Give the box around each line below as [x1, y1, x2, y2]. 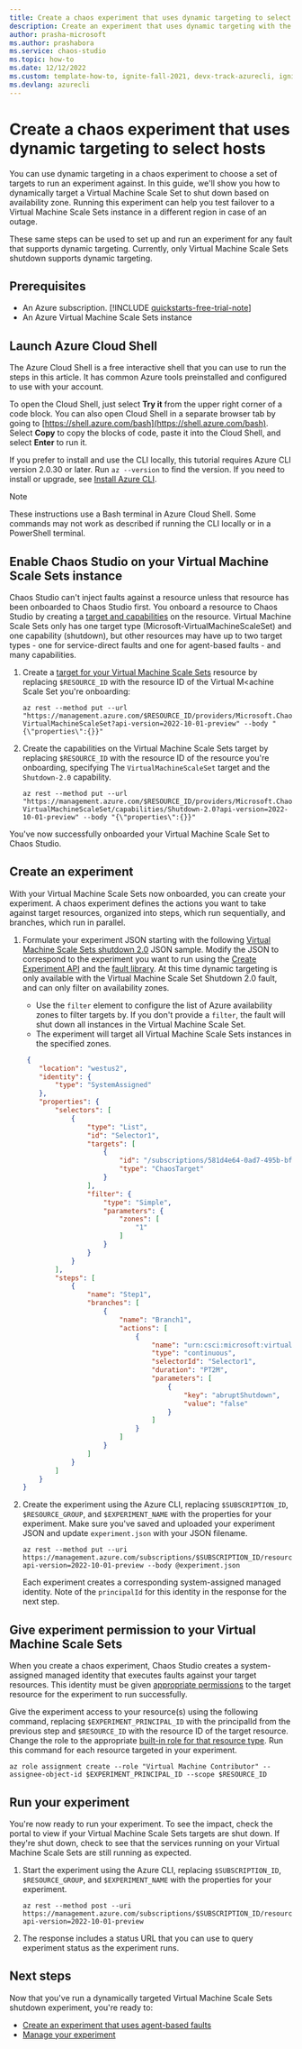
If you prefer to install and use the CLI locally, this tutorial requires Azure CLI [9, 454, 292, 465]
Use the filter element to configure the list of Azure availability [35, 1000, 272, 1011]
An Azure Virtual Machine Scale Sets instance [22, 312, 192, 323]
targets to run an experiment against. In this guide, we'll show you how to [9, 178, 280, 188]
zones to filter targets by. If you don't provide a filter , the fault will [35, 1009, 286, 1020]
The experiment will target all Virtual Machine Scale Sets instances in [35, 1029, 292, 1039]
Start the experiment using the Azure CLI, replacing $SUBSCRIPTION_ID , [22, 1864, 281, 1875]
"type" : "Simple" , [102, 1198, 173, 1207]
